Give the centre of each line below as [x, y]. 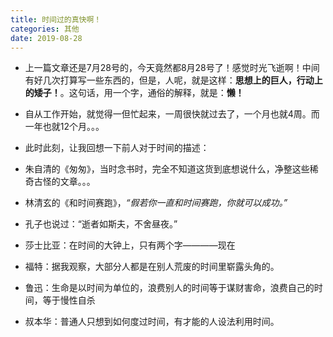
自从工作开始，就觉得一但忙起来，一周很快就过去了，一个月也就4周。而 [172, 114]
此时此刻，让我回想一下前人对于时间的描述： [117, 148]
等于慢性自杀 [69, 300]
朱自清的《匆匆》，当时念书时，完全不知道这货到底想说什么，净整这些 [167, 169]
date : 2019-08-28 [46, 38]
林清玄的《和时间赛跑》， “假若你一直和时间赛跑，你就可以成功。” [156, 203]
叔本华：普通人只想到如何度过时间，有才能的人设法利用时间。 [152, 322]
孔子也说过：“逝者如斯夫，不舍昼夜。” [101, 224]
